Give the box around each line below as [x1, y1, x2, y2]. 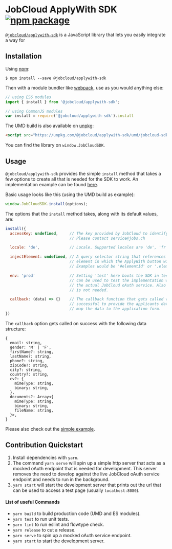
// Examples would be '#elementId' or [69, 264, 153, 269]
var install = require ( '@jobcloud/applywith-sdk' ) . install [5, 113, 134, 119]
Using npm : [5, 65, 30, 72]
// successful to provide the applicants [69, 302, 159, 307]
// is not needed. [69, 287, 109, 293]
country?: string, [10, 371, 50, 377]
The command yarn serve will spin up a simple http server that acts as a [12, 459, 165, 466]
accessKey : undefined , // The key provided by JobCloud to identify [10, 231, 168, 236]
